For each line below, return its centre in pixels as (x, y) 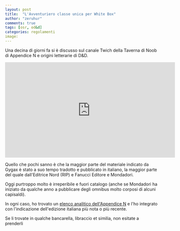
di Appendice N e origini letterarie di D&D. (47, 55)
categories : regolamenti (30, 32)
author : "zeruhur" (24, 18)
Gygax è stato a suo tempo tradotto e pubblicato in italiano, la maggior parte (81, 169)
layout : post (18, 9)
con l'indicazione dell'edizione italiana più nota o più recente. (66, 209)
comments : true (20, 23)
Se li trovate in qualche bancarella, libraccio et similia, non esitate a (72, 218)
